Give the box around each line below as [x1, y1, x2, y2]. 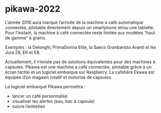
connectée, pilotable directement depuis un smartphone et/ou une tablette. [5, 24, 155, 30]
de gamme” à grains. [5, 35, 47, 41]
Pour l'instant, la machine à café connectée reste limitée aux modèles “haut [5, 30, 155, 35]
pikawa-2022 [5, 3, 60, 15]
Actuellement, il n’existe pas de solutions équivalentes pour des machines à [5, 59, 156, 65]
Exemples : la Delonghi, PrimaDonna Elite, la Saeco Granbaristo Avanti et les [5, 44, 156, 50]
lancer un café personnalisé [12, 93, 68, 99]
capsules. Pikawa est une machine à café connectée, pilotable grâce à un [5, 64, 152, 70]
